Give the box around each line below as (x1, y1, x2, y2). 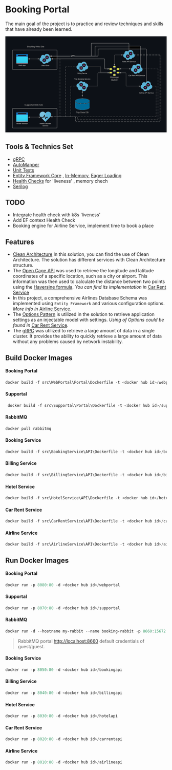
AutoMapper (12, 161, 39, 167)
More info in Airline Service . (12, 306, 72, 312)
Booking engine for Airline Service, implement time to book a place (12, 222, 154, 229)
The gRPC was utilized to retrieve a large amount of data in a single (12, 328, 155, 334)
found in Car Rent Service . (12, 322, 69, 328)
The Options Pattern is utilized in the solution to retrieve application (12, 311, 155, 317)
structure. (12, 262, 34, 268)
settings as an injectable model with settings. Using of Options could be (12, 317, 164, 323)
